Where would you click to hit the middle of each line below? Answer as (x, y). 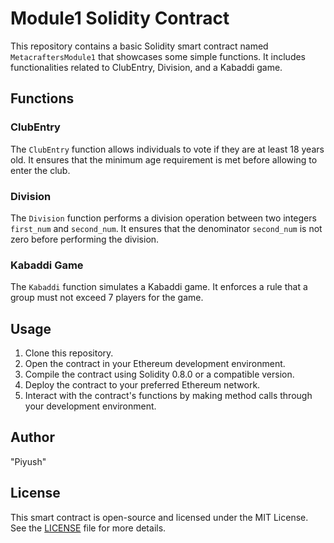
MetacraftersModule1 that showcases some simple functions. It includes (158, 56)
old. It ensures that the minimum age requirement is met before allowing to (164, 159)
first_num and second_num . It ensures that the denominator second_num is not (166, 228)
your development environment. (90, 406)
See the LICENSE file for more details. (88, 528)
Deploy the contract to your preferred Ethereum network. (142, 385)
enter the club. (40, 170)
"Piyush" (28, 461)
